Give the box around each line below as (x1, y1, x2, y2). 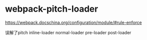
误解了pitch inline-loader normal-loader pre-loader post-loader (5, 29, 131, 35)
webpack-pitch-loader (5, 3, 98, 15)
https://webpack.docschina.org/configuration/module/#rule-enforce (5, 20, 142, 25)
